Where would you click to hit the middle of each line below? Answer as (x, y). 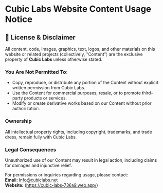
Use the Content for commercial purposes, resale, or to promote (76, 93)
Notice (19, 19)
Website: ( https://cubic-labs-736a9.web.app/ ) (52, 185)
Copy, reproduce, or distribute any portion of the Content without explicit (85, 83)
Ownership (18, 121)
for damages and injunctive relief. (38, 165)
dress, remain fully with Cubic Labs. (41, 137)
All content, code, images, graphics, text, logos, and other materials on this (80, 49)
